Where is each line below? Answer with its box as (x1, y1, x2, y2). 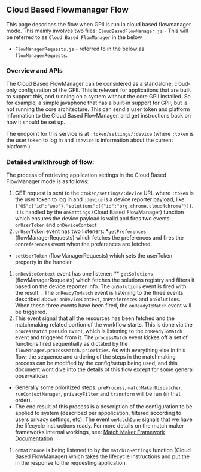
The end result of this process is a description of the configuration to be (14, 403, 193, 410)
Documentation (14, 435, 53, 442)
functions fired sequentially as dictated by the (14, 340, 128, 348)
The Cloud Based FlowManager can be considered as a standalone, (6, 80, 173, 88)
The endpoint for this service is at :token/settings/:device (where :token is (6, 130, 194, 138)
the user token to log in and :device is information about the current (6, 136, 173, 144)
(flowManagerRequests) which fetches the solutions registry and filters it (14, 276, 195, 284)
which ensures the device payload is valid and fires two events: (14, 215, 172, 222)
